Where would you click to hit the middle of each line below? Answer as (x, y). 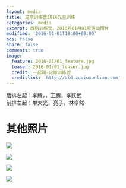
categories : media (29, 23)
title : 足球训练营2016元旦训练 (41, 17)
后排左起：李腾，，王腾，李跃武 (44, 95)
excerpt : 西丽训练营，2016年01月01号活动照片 (58, 28)
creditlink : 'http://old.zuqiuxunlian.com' (66, 78)
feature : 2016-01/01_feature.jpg (53, 61)
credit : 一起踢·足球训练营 (41, 72)
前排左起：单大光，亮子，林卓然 (45, 103)
